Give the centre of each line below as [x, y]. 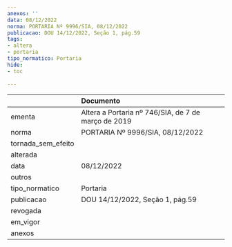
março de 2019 [106, 121]
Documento [101, 101]
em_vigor [25, 222]
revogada [26, 211]
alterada [24, 155]
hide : [15, 65]
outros [21, 177]
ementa [23, 117]
